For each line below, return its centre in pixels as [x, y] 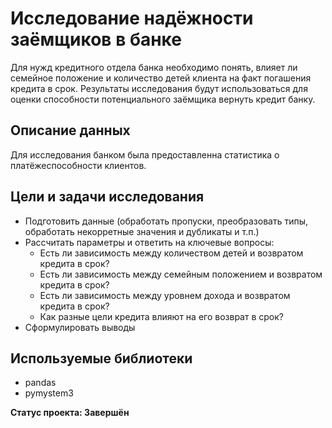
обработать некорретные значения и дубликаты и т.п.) [142, 231]
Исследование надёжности [132, 18]
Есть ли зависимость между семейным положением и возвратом [181, 274]
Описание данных [70, 130]
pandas [40, 383]
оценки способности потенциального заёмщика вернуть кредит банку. [163, 99]
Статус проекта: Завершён [70, 413]
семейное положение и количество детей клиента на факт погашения [161, 78]
